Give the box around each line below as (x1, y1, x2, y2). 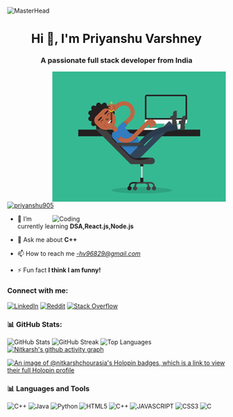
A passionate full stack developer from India (40, 56, 193, 65)
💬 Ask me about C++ (17, 236, 78, 244)
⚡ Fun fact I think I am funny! (17, 266, 101, 274)
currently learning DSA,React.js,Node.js (17, 222, 134, 230)
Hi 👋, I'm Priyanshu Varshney (31, 31, 202, 46)
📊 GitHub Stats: (7, 319, 62, 329)
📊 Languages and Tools (7, 384, 90, 393)
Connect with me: (7, 286, 69, 296)
